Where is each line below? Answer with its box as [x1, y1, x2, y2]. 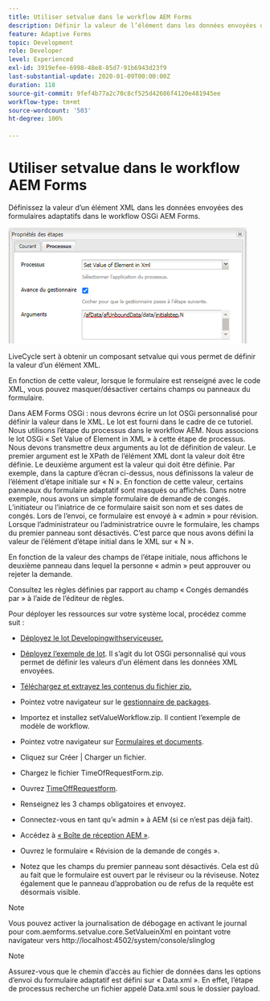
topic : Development [8, 39, 74, 47]
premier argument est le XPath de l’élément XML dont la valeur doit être [8, 451, 245, 460]
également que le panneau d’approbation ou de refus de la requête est [19, 878, 255, 888]
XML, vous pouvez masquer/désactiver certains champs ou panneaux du [8, 384, 251, 393]
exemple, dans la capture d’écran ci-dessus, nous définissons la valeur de [8, 468, 254, 478]
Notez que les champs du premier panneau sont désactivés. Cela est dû [19, 861, 260, 871]
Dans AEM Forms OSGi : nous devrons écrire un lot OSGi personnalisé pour [8, 408, 258, 418]
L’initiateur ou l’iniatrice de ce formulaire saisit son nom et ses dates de [8, 502, 243, 512]
